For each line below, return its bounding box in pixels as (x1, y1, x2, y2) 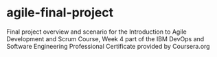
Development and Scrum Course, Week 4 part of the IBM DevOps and (6, 34, 205, 43)
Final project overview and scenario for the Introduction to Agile (6, 27, 187, 36)
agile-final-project (6, 5, 114, 21)
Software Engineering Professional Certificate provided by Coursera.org (6, 42, 210, 50)
